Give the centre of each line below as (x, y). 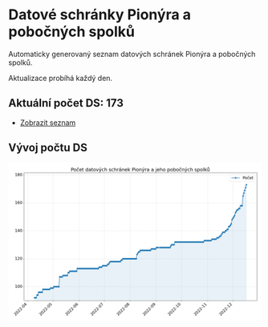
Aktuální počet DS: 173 (66, 103)
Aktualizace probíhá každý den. (61, 78)
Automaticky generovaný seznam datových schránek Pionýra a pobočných (132, 54)
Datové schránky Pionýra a (99, 15)
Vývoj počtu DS (48, 148)
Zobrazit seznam (48, 123)
